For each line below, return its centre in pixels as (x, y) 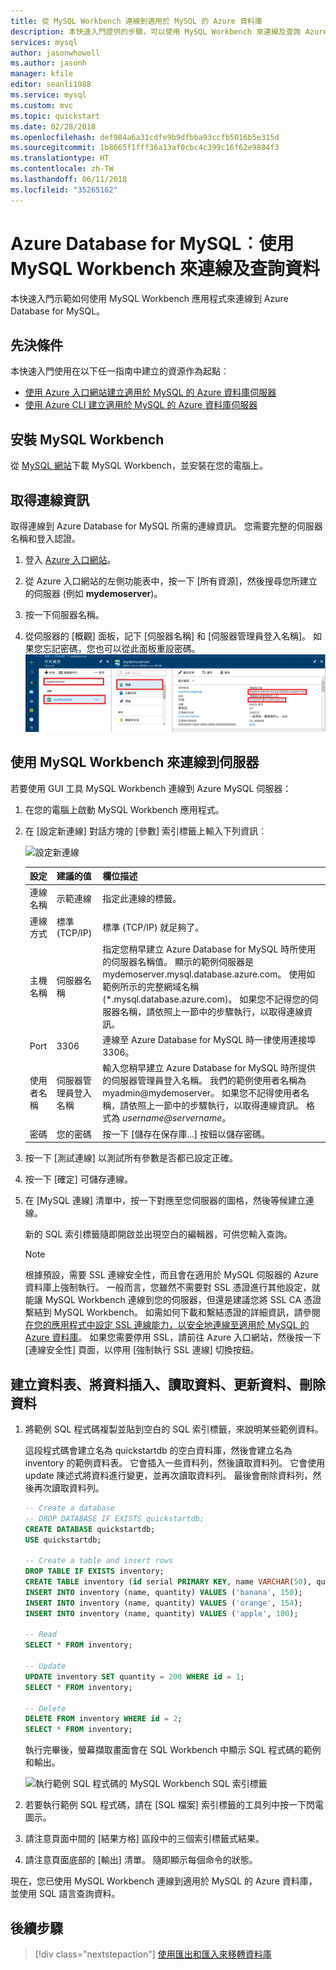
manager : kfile (42, 74)
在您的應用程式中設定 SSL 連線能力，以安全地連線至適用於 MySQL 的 (167, 1325)
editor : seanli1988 (51, 85)
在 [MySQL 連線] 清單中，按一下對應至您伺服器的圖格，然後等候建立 (165, 1201)
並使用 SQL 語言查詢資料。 (65, 1894)
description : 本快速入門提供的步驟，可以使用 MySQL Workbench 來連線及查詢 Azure (169, 31)
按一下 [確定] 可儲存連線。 (78, 1179)
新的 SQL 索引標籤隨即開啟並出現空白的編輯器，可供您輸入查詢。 (158, 1234)
